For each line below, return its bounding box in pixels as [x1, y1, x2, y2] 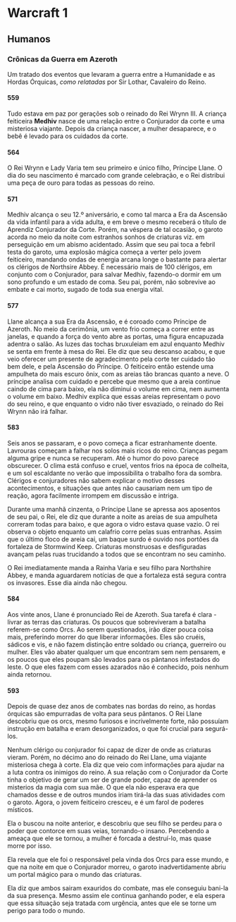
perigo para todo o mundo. [7, 906, 85, 915]
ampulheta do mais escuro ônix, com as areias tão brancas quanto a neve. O [7, 369, 230, 378]
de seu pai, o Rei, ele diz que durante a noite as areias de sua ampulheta [7, 512, 218, 521]
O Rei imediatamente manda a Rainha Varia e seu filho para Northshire [7, 563, 211, 572]
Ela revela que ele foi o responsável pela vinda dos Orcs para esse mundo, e [7, 855, 229, 864]
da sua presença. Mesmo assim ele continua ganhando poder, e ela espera [7, 892, 225, 900]
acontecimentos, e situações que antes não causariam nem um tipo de [7, 484, 213, 492]
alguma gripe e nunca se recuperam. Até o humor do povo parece [7, 453, 199, 462]
